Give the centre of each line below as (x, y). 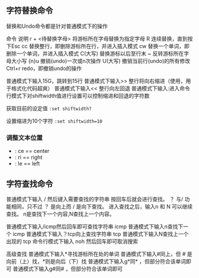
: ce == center (32, 151)
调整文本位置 (25, 138)
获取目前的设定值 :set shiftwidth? (49, 108)
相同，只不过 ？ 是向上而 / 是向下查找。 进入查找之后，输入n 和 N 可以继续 (102, 206)
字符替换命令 (30, 11)
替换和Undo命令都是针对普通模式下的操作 (57, 26)
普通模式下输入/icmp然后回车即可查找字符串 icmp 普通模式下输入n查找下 (95, 226)
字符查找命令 (30, 183)
